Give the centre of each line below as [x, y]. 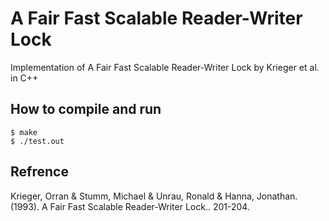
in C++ [24, 78]
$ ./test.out [37, 141]
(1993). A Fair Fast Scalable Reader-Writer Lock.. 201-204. [130, 206]
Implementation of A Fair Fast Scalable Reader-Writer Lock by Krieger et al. [165, 67]
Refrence [39, 172]
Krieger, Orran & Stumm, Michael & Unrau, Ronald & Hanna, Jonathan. [154, 196]
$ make [24, 132]
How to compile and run [86, 109]
